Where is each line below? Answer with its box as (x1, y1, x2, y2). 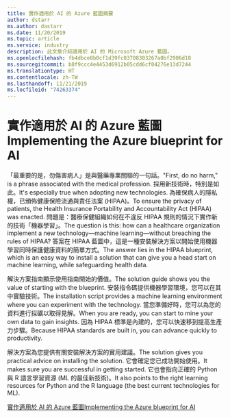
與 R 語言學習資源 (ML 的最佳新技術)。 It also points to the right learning (7, 374, 208, 382)
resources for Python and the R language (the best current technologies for (7, 382, 220, 390)
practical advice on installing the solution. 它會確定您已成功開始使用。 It (7, 357, 207, 365)
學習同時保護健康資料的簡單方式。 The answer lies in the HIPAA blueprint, (7, 246, 214, 254)
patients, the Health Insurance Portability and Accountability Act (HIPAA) (7, 205, 212, 213)
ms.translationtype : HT (7, 67, 75, 74)
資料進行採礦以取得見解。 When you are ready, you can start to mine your (7, 309, 214, 317)
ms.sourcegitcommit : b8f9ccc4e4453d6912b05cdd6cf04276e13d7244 (7, 61, 192, 68)
